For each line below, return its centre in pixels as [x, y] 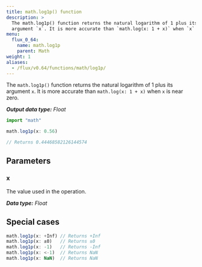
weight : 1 [19, 57]
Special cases [33, 222]
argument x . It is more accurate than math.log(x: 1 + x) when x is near [95, 92]
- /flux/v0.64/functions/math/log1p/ [59, 68]
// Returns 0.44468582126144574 [47, 142]
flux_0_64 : [25, 40]
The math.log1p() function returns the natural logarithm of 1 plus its [90, 85]
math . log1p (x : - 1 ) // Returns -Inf [54, 247]
